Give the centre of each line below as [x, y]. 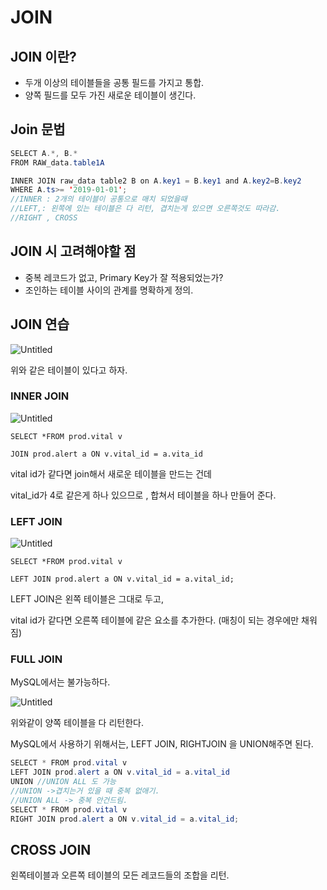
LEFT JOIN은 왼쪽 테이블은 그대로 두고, [87, 599]
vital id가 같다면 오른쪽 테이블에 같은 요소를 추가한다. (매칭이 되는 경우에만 [155, 620]
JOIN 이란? [43, 56]
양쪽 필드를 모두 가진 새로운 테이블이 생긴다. [110, 95]
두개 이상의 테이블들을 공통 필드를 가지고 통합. [114, 82]
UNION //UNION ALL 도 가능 [63, 782]
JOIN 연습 [40, 324]
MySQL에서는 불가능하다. [60, 682]
